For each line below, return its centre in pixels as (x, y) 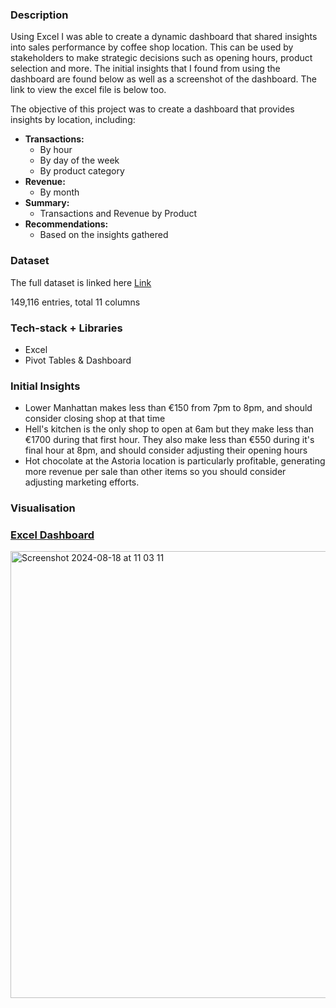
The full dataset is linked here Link (81, 282)
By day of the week (79, 160)
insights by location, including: (73, 120)
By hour (56, 150)
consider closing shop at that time (95, 419)
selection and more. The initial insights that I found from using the (145, 69)
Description (39, 15)
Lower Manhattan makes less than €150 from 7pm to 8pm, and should (168, 408)
